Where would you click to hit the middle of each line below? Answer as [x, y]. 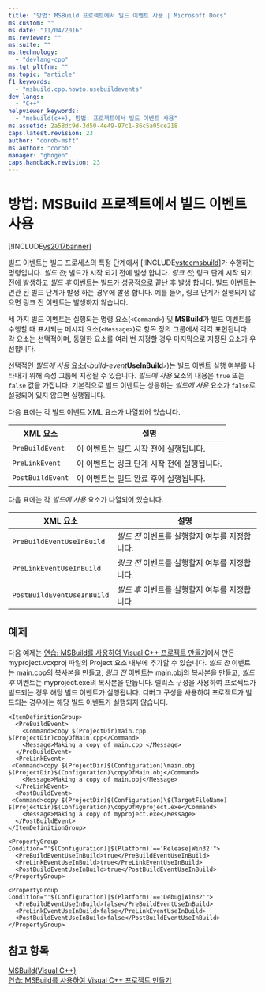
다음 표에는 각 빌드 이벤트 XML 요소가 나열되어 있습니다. [95, 412]
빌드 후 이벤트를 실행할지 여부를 [172, 590]
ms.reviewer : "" [35, 38]
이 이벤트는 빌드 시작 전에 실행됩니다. [141, 449]
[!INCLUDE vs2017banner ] [50, 247]
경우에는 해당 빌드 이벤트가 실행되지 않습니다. [98, 702]
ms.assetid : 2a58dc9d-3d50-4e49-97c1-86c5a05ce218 [93, 126]
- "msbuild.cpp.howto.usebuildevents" [79, 89]
